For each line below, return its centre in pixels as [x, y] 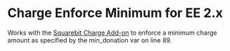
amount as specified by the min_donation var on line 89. [90, 40]
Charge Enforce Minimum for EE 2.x [115, 13]
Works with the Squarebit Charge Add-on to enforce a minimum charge [112, 33]
